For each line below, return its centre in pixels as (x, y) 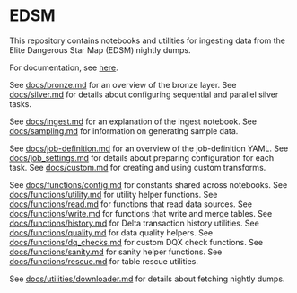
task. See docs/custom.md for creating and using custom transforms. (138, 167)
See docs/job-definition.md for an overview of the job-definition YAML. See (149, 148)
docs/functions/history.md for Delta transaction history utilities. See (135, 223)
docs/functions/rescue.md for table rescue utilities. (104, 261)
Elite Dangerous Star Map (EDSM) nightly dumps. (100, 49)
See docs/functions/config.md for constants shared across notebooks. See (148, 184)
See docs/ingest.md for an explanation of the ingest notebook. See (133, 121)
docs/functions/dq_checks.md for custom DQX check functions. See (136, 242)
